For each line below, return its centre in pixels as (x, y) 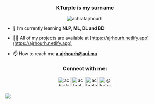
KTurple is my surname (85, 8)
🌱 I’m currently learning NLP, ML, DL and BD (58, 28)
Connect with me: (85, 69)
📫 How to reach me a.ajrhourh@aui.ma (55, 54)
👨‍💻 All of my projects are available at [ (52, 38)
